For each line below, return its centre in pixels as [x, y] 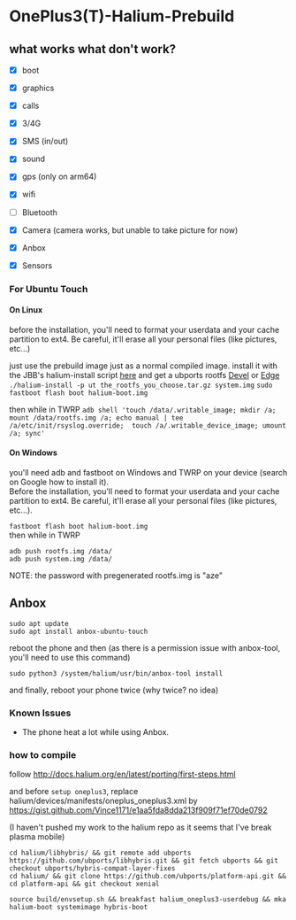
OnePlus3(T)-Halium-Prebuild [122, 16]
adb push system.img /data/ [61, 560]
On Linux [26, 310]
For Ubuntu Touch [49, 289]
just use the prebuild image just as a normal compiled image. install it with [144, 366]
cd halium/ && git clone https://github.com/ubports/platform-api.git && [148, 877]
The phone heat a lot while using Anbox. [95, 732]
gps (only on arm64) [59, 177]
